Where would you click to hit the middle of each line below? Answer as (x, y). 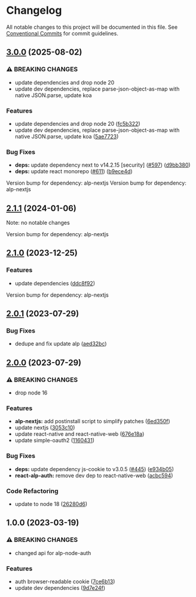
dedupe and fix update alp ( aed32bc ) (61, 344)
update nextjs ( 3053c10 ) (45, 428)
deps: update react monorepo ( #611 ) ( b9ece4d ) (73, 171)
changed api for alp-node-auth (53, 553)
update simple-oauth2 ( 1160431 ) (54, 441)
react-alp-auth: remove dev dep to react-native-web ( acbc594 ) (94, 475)
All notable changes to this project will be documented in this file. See (92, 27)
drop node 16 (31, 393)
